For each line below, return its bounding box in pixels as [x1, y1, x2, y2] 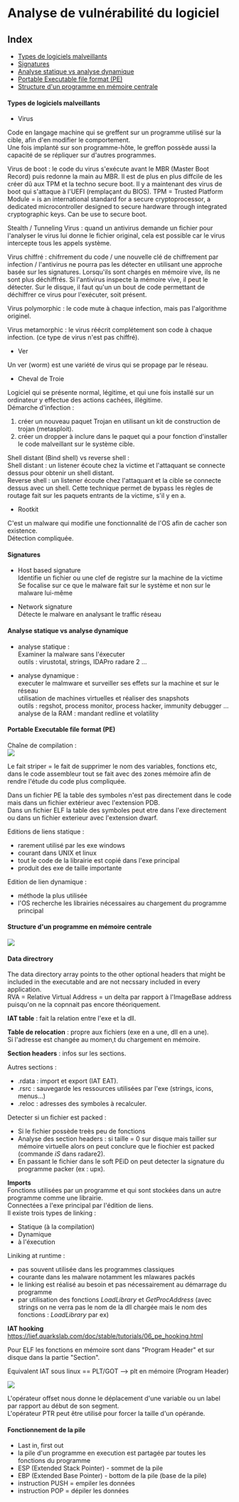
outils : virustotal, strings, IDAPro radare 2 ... [17, 657, 147, 666]
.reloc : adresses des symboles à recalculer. [17, 1099, 147, 1108]
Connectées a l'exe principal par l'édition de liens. [7, 1201, 154, 1210]
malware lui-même [17, 589, 73, 597]
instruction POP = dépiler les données [17, 1486, 129, 1495]
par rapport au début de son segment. [7, 1402, 119, 1410]
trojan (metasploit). [17, 425, 74, 433]
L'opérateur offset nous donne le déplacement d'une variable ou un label [7, 1394, 221, 1402]
